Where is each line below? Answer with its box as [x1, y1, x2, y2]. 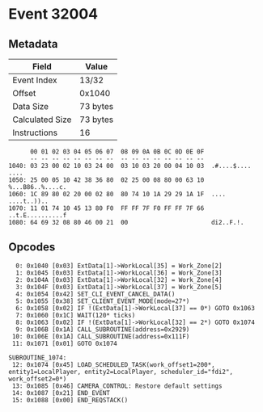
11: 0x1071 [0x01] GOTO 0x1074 [11, 339, 117, 347]
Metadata [8, 37, 58, 51]
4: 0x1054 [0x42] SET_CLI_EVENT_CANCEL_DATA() [15, 290, 176, 298]
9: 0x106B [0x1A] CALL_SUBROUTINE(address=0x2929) [15, 325, 190, 334]
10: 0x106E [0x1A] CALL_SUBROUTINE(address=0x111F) [11, 332, 190, 340]
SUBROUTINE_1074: [8, 353, 67, 362]
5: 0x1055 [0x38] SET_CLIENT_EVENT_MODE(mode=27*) [15, 296, 190, 305]
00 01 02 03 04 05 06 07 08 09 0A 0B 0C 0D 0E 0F [29, 148, 205, 156]
